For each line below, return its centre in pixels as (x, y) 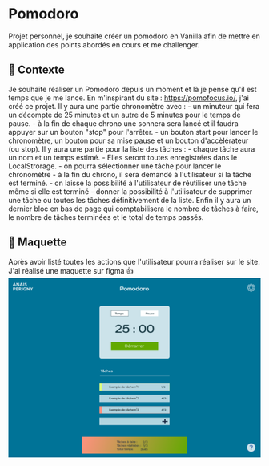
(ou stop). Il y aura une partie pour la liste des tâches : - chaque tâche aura (132, 148)
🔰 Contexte (37, 70)
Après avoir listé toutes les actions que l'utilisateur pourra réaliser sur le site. (134, 261)
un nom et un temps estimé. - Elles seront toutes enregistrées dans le (123, 157)
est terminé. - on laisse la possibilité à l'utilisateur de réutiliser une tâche (127, 183)
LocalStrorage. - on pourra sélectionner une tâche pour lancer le (115, 166)
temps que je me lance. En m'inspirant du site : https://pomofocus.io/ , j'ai (129, 98)
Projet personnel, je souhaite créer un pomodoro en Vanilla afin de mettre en (134, 36)
